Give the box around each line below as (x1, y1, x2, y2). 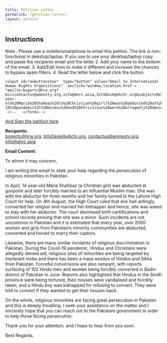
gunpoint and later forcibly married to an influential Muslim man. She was (5, 188, 155, 194)
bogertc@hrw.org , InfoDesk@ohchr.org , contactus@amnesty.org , (5, 133, 140, 140)
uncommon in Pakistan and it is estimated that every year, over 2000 (5, 220, 146, 226)
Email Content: (5, 148, 36, 155)
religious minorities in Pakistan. (5, 173, 69, 179)
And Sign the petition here (5, 118, 59, 125)
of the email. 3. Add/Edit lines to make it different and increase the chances (5, 64, 159, 70)
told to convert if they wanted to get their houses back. (5, 288, 118, 294)
